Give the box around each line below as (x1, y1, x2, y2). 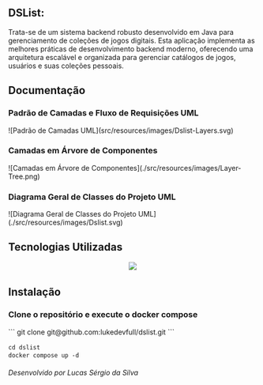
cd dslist (8, 343, 41, 351)
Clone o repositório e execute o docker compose (8, 309, 198, 320)
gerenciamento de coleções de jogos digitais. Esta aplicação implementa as (8, 36, 255, 45)
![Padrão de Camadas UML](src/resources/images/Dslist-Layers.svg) (8, 126, 234, 135)
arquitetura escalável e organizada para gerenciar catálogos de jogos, (8, 52, 236, 62)
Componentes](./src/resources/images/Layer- (91, 163, 242, 172)
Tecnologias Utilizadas (8, 240, 123, 254)
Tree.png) (8, 172, 41, 181)
